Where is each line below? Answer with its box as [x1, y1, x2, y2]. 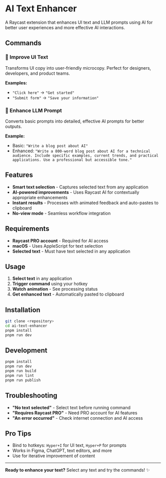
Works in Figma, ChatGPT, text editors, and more [12, 448, 112, 454]
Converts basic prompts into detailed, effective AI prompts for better [5, 118, 144, 124]
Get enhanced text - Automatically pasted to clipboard [12, 291, 124, 297]
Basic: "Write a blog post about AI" [12, 142, 88, 148]
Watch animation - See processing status [12, 286, 98, 292]
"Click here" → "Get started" [12, 89, 75, 95]
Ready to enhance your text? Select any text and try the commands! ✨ [5, 467, 150, 473]
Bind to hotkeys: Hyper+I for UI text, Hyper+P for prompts [12, 442, 127, 448]
